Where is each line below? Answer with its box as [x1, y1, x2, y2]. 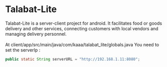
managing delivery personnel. [5, 31, 67, 37]
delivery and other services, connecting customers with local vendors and [5, 25, 159, 31]
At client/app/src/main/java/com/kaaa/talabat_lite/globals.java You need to [5, 41, 159, 47]
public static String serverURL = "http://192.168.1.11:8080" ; [5, 56, 140, 61]
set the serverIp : [5, 47, 41, 53]
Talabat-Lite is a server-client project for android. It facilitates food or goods [5, 20, 162, 26]
